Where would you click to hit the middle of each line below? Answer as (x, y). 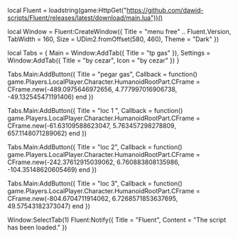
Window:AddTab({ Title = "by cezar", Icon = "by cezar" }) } (93, 60)
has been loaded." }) (37, 227)
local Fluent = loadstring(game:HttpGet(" (67, 10)
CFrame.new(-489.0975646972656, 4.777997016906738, (92, 89)
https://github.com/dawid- (165, 10)
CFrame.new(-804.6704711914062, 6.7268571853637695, (93, 199)
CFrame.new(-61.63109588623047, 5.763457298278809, (92, 126)
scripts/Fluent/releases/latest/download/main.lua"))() (85, 18)
